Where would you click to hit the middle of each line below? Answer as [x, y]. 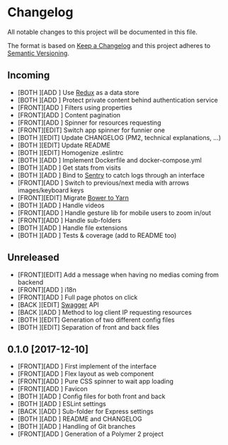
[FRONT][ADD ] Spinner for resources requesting [89, 122]
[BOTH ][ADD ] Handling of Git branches [76, 427]
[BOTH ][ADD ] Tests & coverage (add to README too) [97, 235]
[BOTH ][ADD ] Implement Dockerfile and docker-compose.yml [109, 160]
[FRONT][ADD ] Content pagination [69, 115]
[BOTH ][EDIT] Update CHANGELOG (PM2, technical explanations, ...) [119, 137]
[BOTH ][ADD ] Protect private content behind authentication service [118, 100]
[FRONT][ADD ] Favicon [53, 389]
